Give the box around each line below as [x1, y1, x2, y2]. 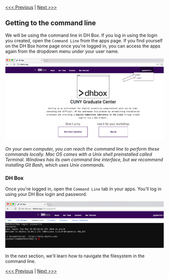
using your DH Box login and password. [5, 191, 87, 197]
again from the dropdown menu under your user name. [5, 48, 119, 54]
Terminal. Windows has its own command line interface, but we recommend [5, 157, 163, 163]
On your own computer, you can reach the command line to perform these [5, 146, 160, 152]
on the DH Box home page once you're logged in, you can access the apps [5, 43, 161, 49]
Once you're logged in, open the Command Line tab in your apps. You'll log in [5, 186, 162, 192]
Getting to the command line [5, 19, 97, 27]
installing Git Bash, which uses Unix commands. [5, 162, 105, 168]
